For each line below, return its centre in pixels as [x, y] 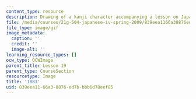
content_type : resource [35, 11]
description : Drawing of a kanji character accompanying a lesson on [92, 17]
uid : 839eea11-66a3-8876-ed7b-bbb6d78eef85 [60, 87]
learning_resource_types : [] [41, 55]
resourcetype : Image [31, 76]
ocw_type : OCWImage [30, 60]
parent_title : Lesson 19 [36, 66]
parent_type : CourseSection [40, 71]
